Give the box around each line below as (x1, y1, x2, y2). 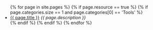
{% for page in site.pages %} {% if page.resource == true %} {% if (10, 4, 148, 10)
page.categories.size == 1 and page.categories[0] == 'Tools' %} (10, 9, 143, 15)
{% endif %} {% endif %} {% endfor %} (10, 20, 92, 26)
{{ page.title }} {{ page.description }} (10, 15, 86, 20)
